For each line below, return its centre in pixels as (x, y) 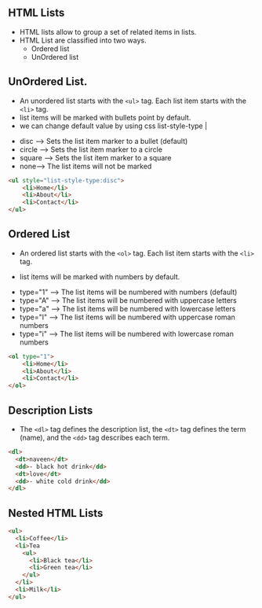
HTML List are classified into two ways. (83, 40)
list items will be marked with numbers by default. (100, 276)
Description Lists (51, 410)
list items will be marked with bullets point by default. (105, 117)
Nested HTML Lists (56, 513)
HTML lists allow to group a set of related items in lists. (108, 31)
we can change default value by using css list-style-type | (113, 126)
